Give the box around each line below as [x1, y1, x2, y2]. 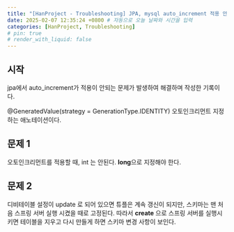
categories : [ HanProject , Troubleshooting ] [7, 23, 136, 30]
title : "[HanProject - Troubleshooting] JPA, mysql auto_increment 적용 [7, 10, 220, 17]
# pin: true [7, 29, 42, 37]
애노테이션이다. [19, 116, 61, 124]
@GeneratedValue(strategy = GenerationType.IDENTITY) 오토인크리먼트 [7, 107, 212, 115]
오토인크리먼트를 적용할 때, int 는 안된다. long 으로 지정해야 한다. [7, 157, 181, 166]
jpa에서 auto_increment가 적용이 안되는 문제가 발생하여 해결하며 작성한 [7, 83, 202, 91]
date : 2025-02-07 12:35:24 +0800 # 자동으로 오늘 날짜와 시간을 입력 [7, 17, 193, 24]
